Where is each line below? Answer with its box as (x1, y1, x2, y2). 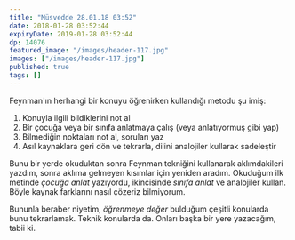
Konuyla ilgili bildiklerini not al (21, 112, 131, 123)
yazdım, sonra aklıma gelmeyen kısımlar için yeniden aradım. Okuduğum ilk (9, 167, 284, 178)
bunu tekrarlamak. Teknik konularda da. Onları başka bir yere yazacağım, (9, 212, 276, 223)
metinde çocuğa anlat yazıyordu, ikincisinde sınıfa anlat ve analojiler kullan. (9, 177, 287, 188)
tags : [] (9, 71, 42, 80)
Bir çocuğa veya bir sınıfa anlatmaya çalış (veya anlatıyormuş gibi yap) (21, 122, 280, 132)
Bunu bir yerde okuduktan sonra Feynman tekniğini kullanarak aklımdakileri (9, 157, 283, 169)
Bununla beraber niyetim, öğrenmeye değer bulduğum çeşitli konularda (9, 204, 269, 214)
